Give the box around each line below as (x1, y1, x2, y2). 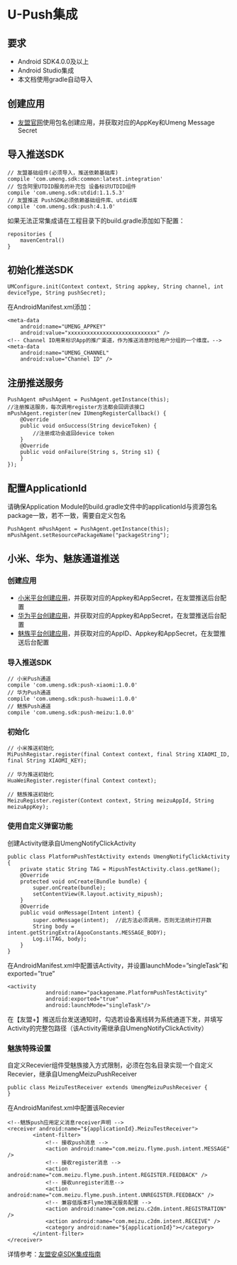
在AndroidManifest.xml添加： (7, 303, 94, 312)
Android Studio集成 (17, 66, 75, 75)
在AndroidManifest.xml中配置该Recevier (7, 1103, 125, 1112)
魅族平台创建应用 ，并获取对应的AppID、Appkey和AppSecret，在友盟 (17, 629, 220, 637)
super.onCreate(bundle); (33, 884, 106, 891)
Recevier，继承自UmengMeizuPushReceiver (7, 1069, 137, 1078)
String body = (33, 923, 75, 930)
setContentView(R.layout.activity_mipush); (33, 890, 163, 897)
